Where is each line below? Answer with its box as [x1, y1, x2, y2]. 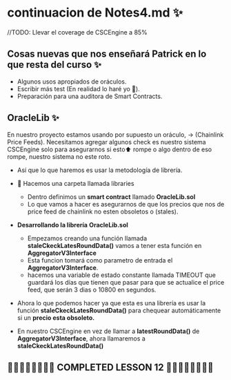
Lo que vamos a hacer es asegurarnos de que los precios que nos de [27, 200, 225, 208]
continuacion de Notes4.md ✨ [7, 5, 183, 21]
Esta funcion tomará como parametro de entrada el [27, 256, 173, 264]
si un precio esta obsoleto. [17, 313, 95, 322]
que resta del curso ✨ [7, 59, 102, 70]
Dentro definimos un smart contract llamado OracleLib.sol [27, 192, 196, 201]
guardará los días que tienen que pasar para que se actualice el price [27, 278, 225, 286]
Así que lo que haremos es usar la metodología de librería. [17, 166, 183, 174]
